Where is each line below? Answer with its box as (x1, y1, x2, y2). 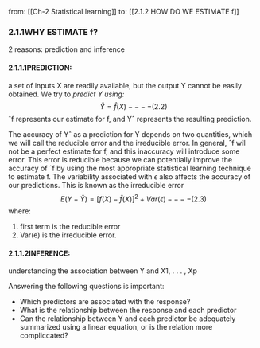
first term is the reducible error (19, 222, 121, 232)
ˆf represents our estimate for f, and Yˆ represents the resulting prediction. (8, 114, 252, 123)
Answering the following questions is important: (8, 282, 165, 291)
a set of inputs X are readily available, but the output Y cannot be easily (8, 80, 243, 90)
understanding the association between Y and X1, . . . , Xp (8, 266, 197, 276)
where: (8, 206, 32, 216)
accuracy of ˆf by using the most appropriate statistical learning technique (8, 163, 252, 173)
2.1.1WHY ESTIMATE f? (8, 26, 98, 37)
